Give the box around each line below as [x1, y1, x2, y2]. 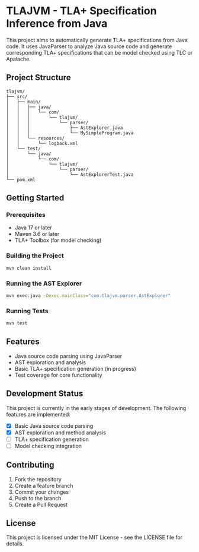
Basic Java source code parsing [14, 422, 94, 429]
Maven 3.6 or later [14, 231, 60, 238]
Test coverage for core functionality [14, 371, 102, 378]
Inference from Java [6, 17, 108, 30]
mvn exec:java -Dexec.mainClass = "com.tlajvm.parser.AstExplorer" [6, 292, 171, 298]
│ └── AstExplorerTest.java [6, 171, 134, 178]
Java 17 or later [14, 224, 52, 231]
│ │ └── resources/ [6, 135, 65, 141]
